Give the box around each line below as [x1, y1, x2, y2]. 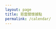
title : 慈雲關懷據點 [5, 12, 42, 17]
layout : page [5, 7, 32, 12]
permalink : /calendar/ [5, 16, 51, 21]
